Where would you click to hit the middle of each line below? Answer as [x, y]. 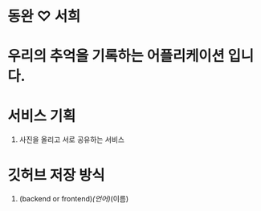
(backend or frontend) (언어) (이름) [74, 199]
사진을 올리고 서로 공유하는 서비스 [72, 140]
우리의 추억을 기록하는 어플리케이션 [116, 56]
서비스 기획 [42, 116]
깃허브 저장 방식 [56, 175]
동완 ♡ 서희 [44, 16]
